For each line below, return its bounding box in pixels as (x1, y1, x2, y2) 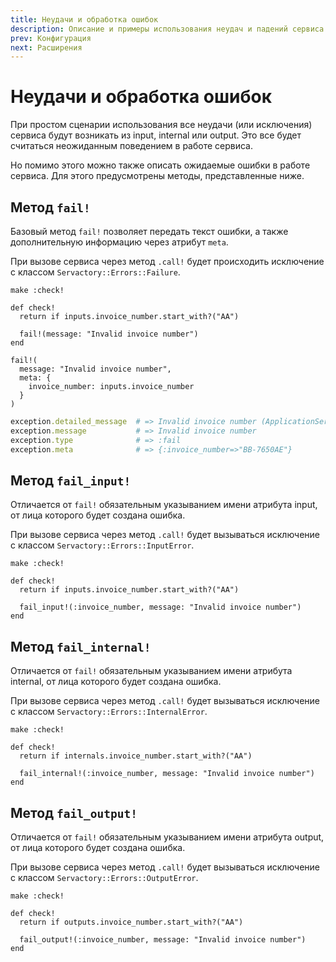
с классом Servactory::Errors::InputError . (10, 539, 195, 551)
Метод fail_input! (10, 472, 132, 489)
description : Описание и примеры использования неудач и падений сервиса (10, 24, 325, 34)
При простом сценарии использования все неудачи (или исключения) (10, 119, 313, 131)
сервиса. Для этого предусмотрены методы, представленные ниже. (10, 170, 305, 182)
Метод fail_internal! (10, 638, 152, 655)
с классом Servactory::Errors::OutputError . (10, 871, 199, 883)
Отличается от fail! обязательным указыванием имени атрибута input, (10, 499, 318, 511)
